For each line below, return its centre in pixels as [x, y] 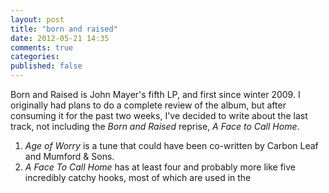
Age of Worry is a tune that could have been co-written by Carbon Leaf [171, 145]
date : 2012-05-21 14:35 [60, 38]
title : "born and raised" [64, 29]
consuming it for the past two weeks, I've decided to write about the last [159, 115]
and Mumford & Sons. [69, 156]
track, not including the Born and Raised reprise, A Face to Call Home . [155, 126]
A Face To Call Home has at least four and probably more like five [160, 167]
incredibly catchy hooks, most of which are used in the [138, 177]
